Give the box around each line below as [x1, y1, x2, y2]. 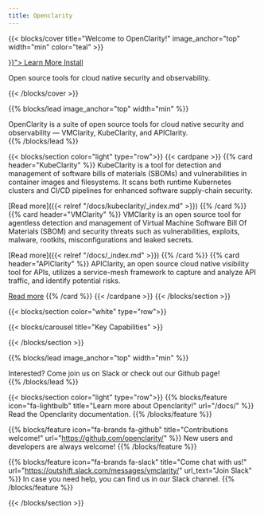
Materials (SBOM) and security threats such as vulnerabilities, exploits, [8, 226, 240, 236]
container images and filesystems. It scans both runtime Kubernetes [8, 177, 232, 187]
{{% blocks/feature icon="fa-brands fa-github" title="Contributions [8, 424, 229, 434]
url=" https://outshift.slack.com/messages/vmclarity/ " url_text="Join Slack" [8, 466, 253, 475]
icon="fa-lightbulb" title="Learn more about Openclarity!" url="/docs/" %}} [8, 400, 254, 411]
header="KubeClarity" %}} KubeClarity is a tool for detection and [8, 160, 222, 170]
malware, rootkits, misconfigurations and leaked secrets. [8, 234, 194, 244]
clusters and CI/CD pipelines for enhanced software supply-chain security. [8, 185, 253, 195]
